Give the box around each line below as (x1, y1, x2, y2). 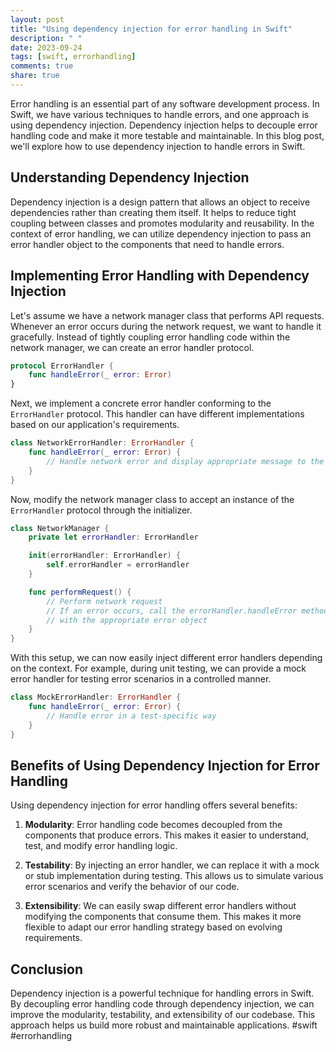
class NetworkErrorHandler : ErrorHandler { (10, 438, 195, 448)
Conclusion (10, 961, 84, 978)
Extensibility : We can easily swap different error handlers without (24, 900, 297, 912)
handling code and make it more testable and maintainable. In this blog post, (10, 129, 325, 141)
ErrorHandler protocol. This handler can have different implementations (10, 408, 305, 420)
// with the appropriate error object (46, 615, 208, 625)
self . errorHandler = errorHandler (46, 560, 190, 570)
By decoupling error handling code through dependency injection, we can (10, 998, 315, 1010)
